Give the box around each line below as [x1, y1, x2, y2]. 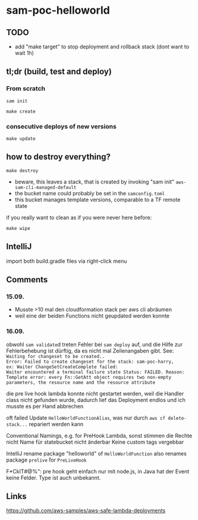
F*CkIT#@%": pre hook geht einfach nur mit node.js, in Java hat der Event [6, 468, 190, 475]
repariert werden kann [29, 421, 84, 428]
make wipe [6, 225, 31, 231]
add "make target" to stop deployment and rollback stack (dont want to [14, 43, 189, 50]
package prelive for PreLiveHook [6, 456, 87, 463]
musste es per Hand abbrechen [6, 403, 84, 410]
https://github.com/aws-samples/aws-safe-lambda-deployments [6, 507, 166, 514]
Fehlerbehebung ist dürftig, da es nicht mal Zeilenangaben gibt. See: [6, 347, 174, 354]
